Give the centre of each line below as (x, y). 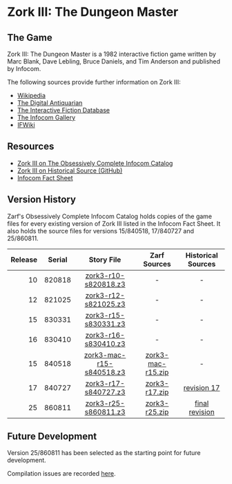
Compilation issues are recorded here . (61, 474)
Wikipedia (31, 95)
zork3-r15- (105, 315)
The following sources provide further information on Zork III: (94, 82)
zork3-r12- (105, 296)
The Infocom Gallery (46, 117)
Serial (58, 260)
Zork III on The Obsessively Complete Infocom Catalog (95, 163)
